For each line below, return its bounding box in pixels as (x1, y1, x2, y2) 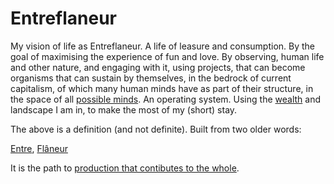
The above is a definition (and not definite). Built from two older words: (10, 123, 302, 135)
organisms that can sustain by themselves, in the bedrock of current (10, 72, 292, 84)
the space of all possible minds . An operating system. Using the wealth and (10, 93, 321, 105)
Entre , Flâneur (10, 142, 68, 154)
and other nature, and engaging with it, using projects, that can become (10, 61, 306, 73)
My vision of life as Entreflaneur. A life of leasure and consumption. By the (10, 40, 316, 52)
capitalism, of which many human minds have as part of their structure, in (10, 82, 314, 94)
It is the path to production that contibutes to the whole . (10, 162, 240, 174)
